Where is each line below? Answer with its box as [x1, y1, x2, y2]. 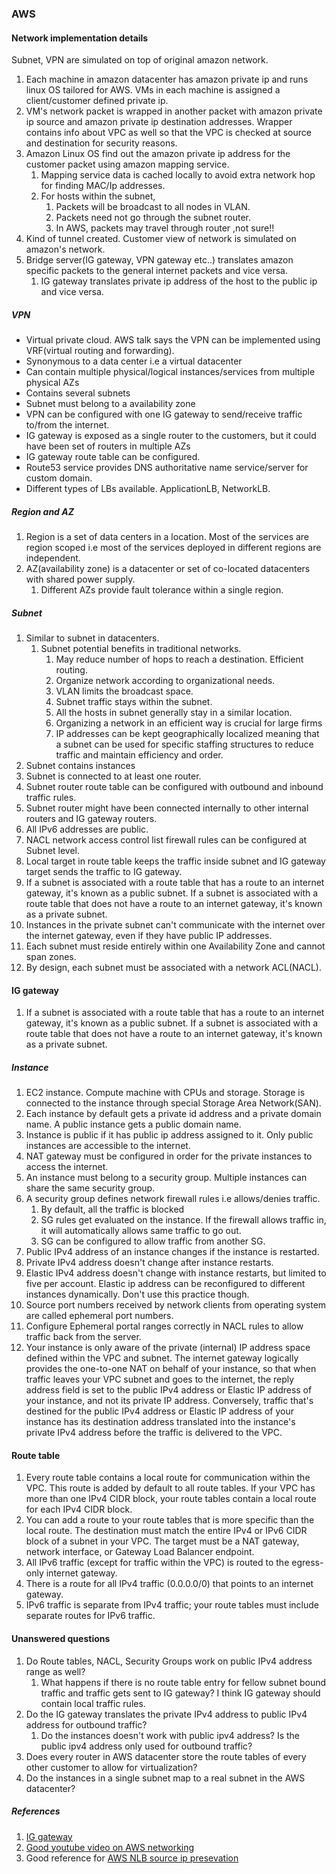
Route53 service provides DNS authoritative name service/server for [25, 462, 309, 474]
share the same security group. [25, 1182, 156, 1194]
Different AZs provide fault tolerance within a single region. [40, 584, 284, 596]
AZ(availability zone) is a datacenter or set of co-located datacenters [25, 563, 311, 575]
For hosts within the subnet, [40, 190, 156, 202]
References [11, 1805, 61, 1817]
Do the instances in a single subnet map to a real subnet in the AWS [25, 1772, 306, 1784]
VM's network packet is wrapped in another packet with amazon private [25, 105, 323, 117]
